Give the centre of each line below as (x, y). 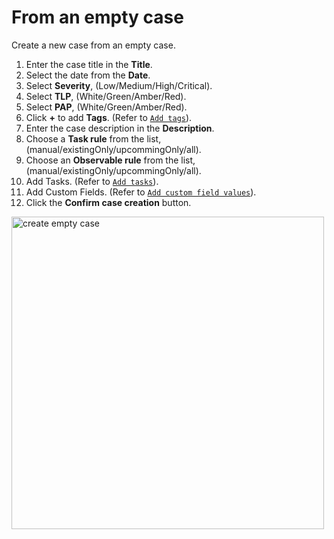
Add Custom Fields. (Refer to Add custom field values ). (141, 192)
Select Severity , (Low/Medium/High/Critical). (119, 85)
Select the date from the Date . (88, 75)
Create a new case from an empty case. (93, 45)
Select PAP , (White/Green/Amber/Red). (106, 107)
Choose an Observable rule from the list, (110, 160)
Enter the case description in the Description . (120, 128)
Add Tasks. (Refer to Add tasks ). (92, 181)
